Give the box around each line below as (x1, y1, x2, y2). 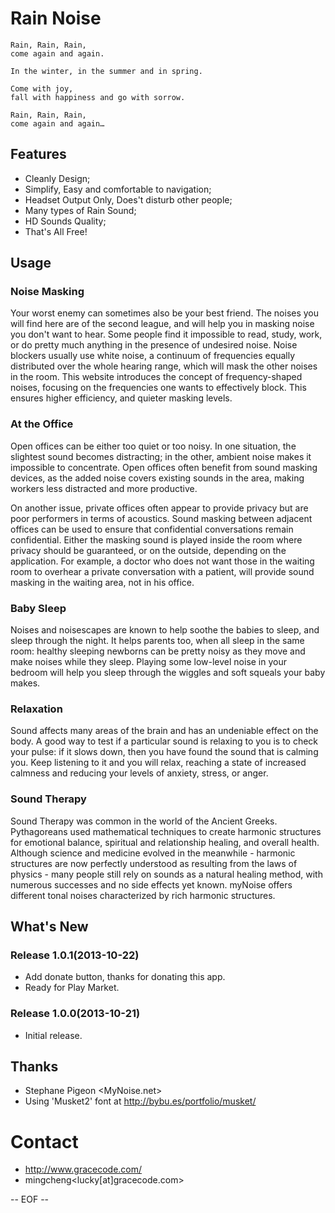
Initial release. (24, 1029, 83, 1041)
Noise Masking (10, 285, 85, 299)
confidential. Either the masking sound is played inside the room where (10, 533, 303, 546)
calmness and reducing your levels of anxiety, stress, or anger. (10, 767, 269, 779)
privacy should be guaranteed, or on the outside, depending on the (10, 544, 287, 556)
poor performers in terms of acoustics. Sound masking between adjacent (10, 512, 313, 524)
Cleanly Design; (24, 172, 91, 184)
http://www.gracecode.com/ (24, 1163, 143, 1176)
